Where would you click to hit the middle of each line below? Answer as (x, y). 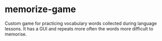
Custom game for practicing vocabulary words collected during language (81, 23)
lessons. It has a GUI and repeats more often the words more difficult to (79, 28)
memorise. (16, 34)
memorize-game (40, 9)
